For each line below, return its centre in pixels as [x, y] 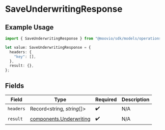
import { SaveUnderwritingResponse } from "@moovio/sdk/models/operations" [84, 38]
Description [136, 99]
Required [106, 99]
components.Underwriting [60, 119]
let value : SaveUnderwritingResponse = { [48, 47]
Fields [15, 85]
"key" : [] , [25, 57]
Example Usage [29, 27]
